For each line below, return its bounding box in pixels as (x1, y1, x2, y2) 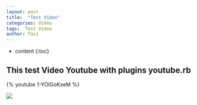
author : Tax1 (6, 31, 39, 37)
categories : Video (6, 20, 52, 26)
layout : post (6, 8, 39, 15)
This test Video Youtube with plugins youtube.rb (6, 65, 192, 75)
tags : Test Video (6, 25, 52, 32)
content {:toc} (14, 47, 50, 55)
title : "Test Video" (6, 14, 60, 20)
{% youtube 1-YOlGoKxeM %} (6, 80, 80, 88)
